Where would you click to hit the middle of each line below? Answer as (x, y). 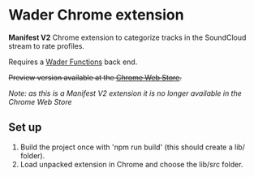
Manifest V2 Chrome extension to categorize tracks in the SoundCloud (127, 37)
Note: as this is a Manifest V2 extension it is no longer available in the (125, 93)
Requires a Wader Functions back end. (73, 62)
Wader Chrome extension (96, 15)
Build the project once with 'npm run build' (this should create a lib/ (133, 147)
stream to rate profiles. (47, 45)
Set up (25, 127)
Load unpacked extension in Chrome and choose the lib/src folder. (131, 164)
